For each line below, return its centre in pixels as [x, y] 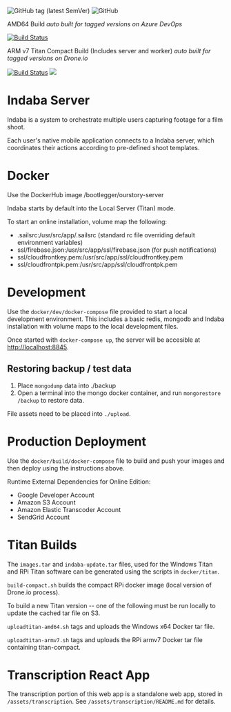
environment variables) [50, 242]
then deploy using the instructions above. [66, 468]
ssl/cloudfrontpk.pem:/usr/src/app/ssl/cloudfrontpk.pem [97, 264]
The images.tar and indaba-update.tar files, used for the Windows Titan [110, 564]
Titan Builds [42, 545]
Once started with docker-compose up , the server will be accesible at [104, 340]
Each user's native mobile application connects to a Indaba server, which [111, 140]
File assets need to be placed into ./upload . [69, 413]
